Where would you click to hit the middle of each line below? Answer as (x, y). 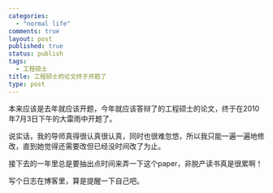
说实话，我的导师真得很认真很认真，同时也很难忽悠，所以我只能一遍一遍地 (133, 136)
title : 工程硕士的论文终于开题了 (58, 77)
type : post (27, 84)
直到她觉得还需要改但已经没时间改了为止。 (93, 146)
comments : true (34, 31)
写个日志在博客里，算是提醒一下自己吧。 (76, 181)
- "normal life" (43, 24)
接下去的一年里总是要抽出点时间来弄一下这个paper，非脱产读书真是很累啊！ (136, 163)
